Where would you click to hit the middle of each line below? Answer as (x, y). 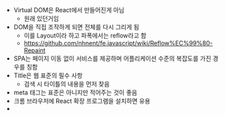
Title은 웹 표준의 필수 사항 (48, 76)
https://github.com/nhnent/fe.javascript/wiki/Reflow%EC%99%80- (118, 43)
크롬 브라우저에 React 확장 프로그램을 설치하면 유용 (82, 101)
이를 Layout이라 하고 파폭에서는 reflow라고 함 (85, 35)
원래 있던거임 (41, 18)
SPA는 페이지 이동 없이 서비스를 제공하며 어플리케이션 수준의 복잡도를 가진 (112, 58)
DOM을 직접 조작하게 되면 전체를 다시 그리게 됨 (76, 27)
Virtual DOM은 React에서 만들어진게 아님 (69, 10)
